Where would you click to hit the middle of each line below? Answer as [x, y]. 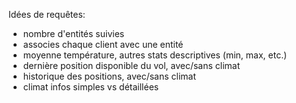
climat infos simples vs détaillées [91, 87]
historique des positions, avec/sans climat [109, 76]
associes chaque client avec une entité [103, 44]
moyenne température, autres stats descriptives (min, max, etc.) [155, 55]
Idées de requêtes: [47, 14]
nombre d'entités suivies [73, 33]
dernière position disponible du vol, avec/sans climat [131, 65]
